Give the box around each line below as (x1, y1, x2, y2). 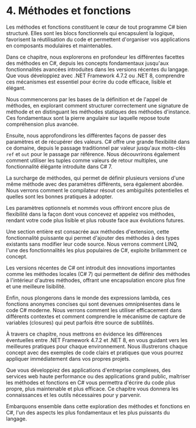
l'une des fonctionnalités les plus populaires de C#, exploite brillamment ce (6, 247, 187, 254)
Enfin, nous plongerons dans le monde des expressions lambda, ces (6, 294, 171, 301)
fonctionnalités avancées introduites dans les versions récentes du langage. (6, 65, 189, 73)
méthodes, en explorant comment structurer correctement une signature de (6, 102, 189, 109)
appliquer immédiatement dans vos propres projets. (6, 355, 130, 362)
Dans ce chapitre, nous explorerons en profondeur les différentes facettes (6, 53, 185, 60)
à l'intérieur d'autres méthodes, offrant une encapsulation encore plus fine (6, 277, 185, 284)
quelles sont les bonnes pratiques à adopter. (6, 193, 113, 200)
